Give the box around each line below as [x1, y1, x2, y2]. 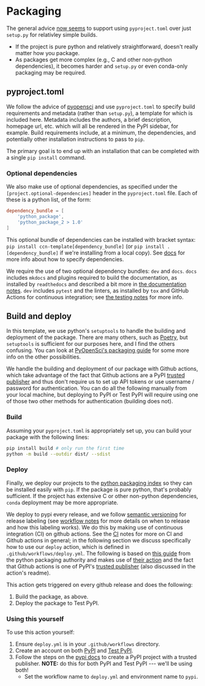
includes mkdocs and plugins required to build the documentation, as [6, 274, 177, 281]
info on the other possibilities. [6, 353, 81, 360]
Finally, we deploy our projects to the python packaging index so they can [6, 479, 193, 487]
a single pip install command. [6, 154, 86, 161]
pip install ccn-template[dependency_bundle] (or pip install [6, 242, 165, 250]
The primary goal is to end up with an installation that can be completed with [6, 147, 199, 154]
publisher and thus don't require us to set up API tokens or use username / [6, 378, 195, 386]
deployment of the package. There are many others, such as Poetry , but [6, 334, 188, 341]
